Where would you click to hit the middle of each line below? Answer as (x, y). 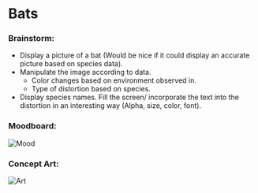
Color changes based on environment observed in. (114, 80)
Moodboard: (32, 126)
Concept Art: (34, 164)
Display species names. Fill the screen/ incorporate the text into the (129, 97)
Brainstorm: (32, 39)
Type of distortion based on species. (91, 89)
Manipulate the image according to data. (85, 72)
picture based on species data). (71, 64)
